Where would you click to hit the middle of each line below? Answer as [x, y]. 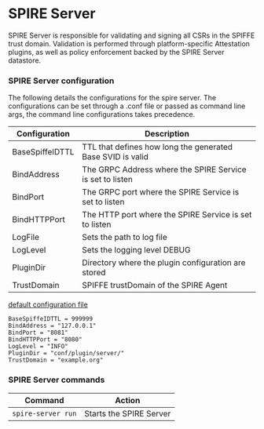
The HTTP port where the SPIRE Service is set [167, 215]
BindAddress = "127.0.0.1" [52, 326]
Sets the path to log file [125, 238]
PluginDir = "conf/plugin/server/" [66, 354]
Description [167, 134]
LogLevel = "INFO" [38, 347]
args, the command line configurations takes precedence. [102, 115]
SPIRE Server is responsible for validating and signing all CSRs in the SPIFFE [132, 35]
